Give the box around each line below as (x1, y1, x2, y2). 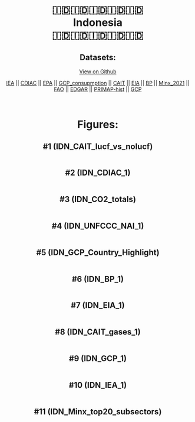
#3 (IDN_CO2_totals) (60, 194, 136, 204)
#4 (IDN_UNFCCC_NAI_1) (51, 221, 144, 231)
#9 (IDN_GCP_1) (68, 353, 127, 363)
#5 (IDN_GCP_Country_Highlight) (36, 247, 160, 257)
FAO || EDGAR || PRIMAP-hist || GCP (54, 86, 142, 93)
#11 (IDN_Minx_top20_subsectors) (34, 407, 162, 417)
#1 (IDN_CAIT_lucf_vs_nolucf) (42, 141, 153, 151)
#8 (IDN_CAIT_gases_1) (54, 327, 141, 337)
